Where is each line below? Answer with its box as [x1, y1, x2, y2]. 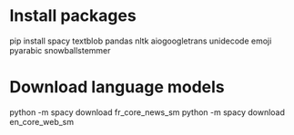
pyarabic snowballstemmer [9, 44, 111, 55]
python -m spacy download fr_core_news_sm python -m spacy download [9, 106, 285, 118]
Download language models [9, 77, 225, 98]
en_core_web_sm [9, 116, 75, 127]
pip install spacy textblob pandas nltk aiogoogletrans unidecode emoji [9, 35, 272, 46]
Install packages [9, 5, 137, 26]
